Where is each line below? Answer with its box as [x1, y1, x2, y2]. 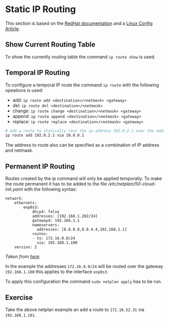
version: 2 [14, 245, 37, 250]
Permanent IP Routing [5, 162, 75, 170]
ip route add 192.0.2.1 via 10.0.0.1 [5, 133, 84, 138]
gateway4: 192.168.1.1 [32, 218, 80, 223]
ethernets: [14, 201, 37, 206]
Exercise [5, 293, 33, 302]
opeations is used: [5, 87, 44, 93]
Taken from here [5, 254, 40, 260]
